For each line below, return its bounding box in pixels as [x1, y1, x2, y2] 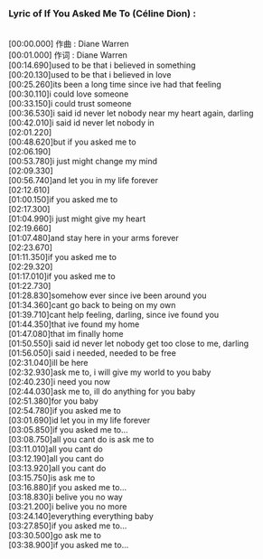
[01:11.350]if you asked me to [8, 252, 117, 263]
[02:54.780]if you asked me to [8, 405, 121, 416]
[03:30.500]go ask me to [8, 530, 101, 541]
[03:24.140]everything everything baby [8, 511, 155, 522]
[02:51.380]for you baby [8, 396, 99, 406]
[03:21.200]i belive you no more [8, 501, 127, 512]
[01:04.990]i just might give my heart [8, 213, 146, 224]
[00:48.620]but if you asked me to [8, 136, 136, 147]
